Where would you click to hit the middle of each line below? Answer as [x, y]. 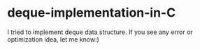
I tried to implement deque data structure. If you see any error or [100, 32]
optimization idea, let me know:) [53, 39]
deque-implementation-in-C [92, 13]
